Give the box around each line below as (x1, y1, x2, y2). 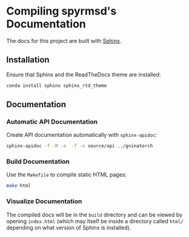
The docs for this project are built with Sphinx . (6, 37, 122, 44)
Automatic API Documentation (6, 117, 98, 125)
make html (6, 183, 31, 189)
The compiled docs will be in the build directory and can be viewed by (6, 211, 183, 218)
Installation (6, 55, 50, 65)
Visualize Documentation (6, 197, 82, 205)
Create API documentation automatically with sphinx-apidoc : (6, 132, 157, 139)
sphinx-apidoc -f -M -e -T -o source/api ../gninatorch (6, 143, 153, 149)
